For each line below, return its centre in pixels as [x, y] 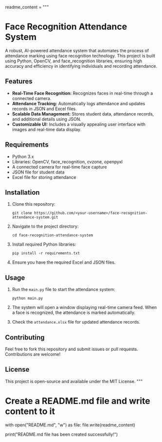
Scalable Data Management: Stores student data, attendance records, [83, 114]
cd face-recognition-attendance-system [53, 235]
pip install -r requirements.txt [46, 253]
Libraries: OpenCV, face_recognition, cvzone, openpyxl [67, 162]
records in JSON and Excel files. [44, 109]
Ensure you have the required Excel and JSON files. [64, 262]
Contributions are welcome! [33, 354]
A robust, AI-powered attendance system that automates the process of [77, 50]
